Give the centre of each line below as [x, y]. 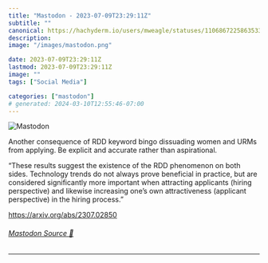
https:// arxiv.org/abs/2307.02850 [63, 215]
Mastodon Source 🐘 [41, 233]
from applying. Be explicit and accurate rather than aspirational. [113, 150]
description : [30, 38]
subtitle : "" [30, 23]
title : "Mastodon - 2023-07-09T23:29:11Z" [80, 16]
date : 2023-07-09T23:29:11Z [55, 60]
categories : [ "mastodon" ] [51, 96]
